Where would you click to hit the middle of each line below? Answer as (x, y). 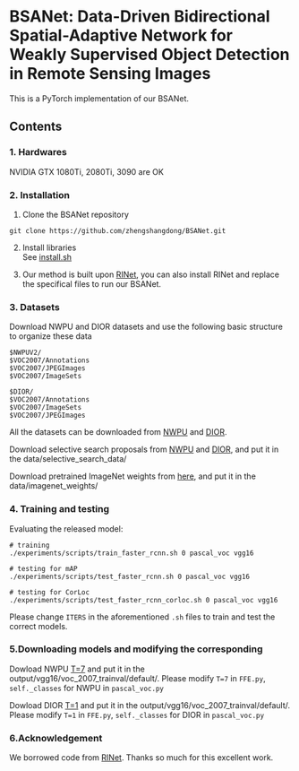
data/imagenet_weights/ (54, 486)
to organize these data (51, 336)
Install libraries (49, 247)
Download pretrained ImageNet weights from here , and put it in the (133, 476)
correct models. (38, 626)
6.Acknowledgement (56, 738)
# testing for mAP (43, 568)
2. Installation (39, 195)
